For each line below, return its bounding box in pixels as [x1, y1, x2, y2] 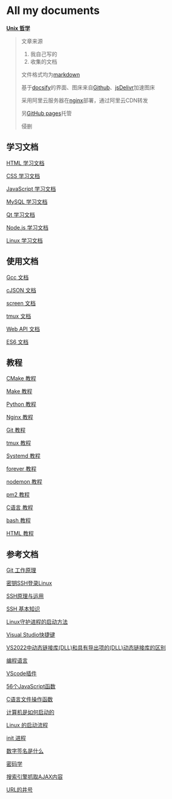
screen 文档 [6, 299, 36, 307]
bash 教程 [6, 517, 32, 524]
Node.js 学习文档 [6, 224, 49, 231]
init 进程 [6, 735, 26, 742]
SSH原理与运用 [6, 592, 44, 600]
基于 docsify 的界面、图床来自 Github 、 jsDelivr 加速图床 [21, 83, 156, 91]
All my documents [6, 4, 100, 18]
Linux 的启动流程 [6, 721, 49, 729]
